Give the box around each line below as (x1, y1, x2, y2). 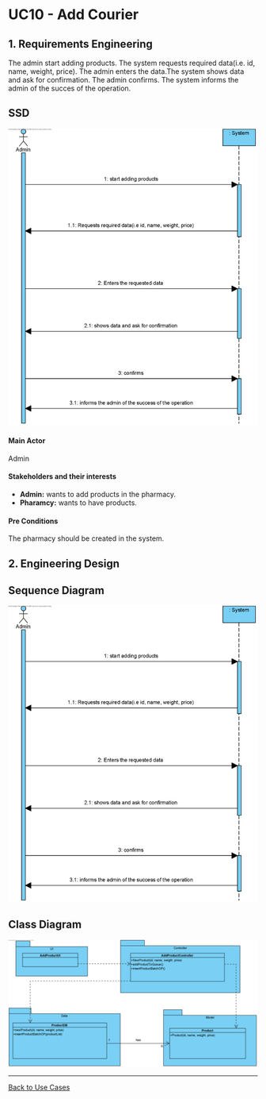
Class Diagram (8, 918, 82, 931)
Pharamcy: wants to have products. (19, 498, 137, 507)
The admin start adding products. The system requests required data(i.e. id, (8, 58, 256, 67)
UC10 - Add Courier (8, 6, 139, 24)
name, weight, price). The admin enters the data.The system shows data (8, 67, 245, 76)
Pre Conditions (8, 516, 59, 526)
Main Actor (8, 436, 46, 445)
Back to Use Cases (8, 1082, 70, 1092)
